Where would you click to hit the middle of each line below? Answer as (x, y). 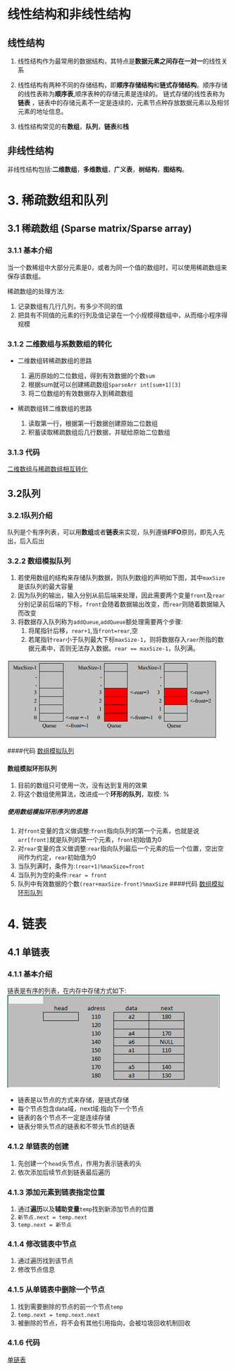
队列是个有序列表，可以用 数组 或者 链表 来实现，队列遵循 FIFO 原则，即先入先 (116, 532)
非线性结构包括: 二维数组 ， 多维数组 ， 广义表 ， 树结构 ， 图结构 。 (98, 169)
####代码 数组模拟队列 (41, 751)
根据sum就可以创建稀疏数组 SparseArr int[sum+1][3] (105, 384)
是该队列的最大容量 (45, 587)
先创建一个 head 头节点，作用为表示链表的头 (80, 1163)
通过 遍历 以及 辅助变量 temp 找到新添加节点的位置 (86, 1209)
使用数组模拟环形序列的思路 (48, 812)
